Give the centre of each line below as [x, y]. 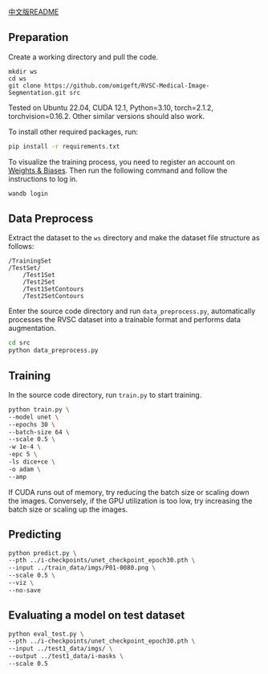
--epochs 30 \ [32, 424]
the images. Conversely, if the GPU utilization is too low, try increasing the [130, 500]
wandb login [28, 194]
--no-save [25, 590]
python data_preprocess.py [53, 351]
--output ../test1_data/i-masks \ [66, 656]
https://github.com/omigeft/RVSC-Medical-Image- [127, 86]
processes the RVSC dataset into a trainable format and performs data [124, 320]
